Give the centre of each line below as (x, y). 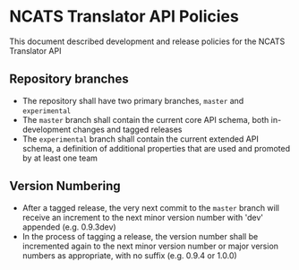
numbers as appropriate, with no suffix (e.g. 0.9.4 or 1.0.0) (129, 255)
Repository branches (69, 79)
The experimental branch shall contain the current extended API (141, 139)
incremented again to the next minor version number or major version (150, 246)
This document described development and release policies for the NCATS (147, 41)
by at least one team (60, 158)
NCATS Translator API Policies (124, 17)
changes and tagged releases (128, 129)
